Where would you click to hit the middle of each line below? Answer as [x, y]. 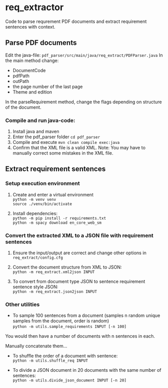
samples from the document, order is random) [61, 321]
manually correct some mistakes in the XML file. [63, 153]
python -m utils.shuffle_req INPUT [50, 361]
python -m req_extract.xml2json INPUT [54, 272]
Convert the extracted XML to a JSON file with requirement [79, 235]
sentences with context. [30, 26]
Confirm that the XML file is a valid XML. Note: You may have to [79, 148]
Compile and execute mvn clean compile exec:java [66, 142]
